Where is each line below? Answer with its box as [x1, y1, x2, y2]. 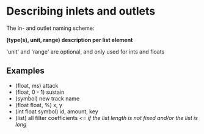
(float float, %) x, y [15, 101, 63, 108]
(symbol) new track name [15, 94, 80, 102]
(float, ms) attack [15, 82, 59, 89]
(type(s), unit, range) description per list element [6, 36, 133, 43]
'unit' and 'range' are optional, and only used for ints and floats [6, 48, 165, 55]
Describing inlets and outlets [6, 4, 156, 18]
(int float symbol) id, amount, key [15, 108, 99, 115]
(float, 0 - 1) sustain [15, 88, 65, 96]
